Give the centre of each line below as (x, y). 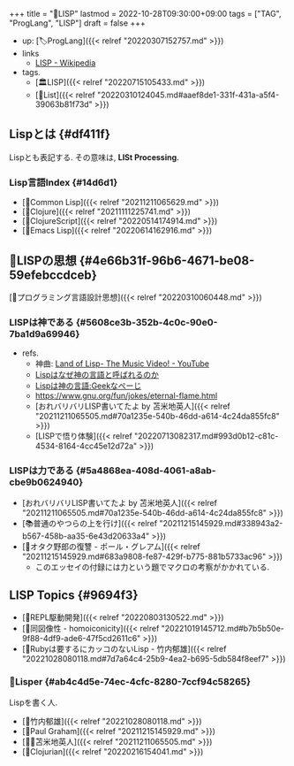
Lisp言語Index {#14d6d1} (64, 182)
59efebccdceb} (53, 275)
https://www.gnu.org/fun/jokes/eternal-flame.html (126, 396)
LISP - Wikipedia (65, 63)
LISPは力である (41, 471)
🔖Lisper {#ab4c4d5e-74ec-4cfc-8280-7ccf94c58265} (130, 682)
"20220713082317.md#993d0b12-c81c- (206, 436)
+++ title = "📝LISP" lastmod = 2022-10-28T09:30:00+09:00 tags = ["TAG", (145, 14)
